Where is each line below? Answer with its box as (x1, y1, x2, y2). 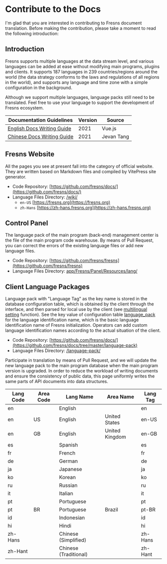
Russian (59, 482, 78, 489)
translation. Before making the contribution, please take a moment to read (5, 25, 157, 31)
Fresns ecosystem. (5, 104, 44, 110)
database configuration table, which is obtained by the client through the (5, 301, 154, 307)
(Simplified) (59, 537, 86, 544)
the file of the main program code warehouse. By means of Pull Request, (5, 237, 154, 243)
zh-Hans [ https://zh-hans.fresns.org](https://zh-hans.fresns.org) (19, 204, 151, 210)
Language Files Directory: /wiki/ (12, 194, 78, 200)
